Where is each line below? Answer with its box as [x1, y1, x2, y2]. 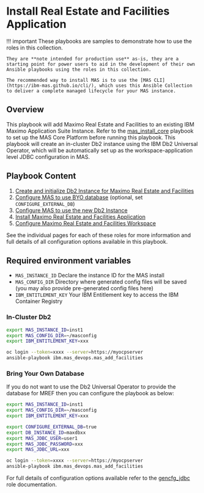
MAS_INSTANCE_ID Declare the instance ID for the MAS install [15, 272, 165, 279]
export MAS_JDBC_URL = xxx [6, 447, 70, 453]
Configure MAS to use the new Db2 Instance [15, 206, 128, 214]
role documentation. [6, 481, 57, 488]
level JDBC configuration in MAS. [6, 153, 90, 160]
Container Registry [15, 298, 63, 305]
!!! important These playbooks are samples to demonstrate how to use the [6, 37, 192, 45]
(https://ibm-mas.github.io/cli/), [6, 82, 97, 89]
